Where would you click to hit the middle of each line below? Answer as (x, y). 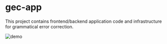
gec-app (23, 7)
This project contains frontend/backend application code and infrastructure (84, 21)
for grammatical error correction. (39, 26)
